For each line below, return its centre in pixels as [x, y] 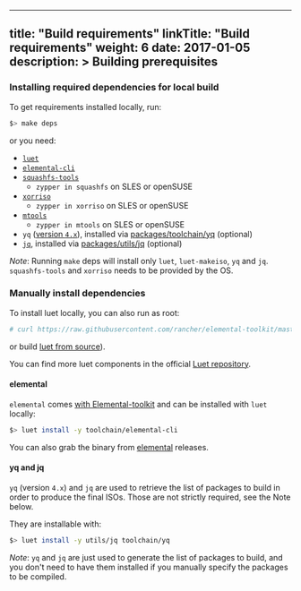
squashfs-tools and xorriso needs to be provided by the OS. [121, 270]
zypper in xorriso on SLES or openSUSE [112, 205]
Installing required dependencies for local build [114, 88]
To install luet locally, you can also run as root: [95, 313]
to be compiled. [38, 576]
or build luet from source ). [57, 347]
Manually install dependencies [77, 294]
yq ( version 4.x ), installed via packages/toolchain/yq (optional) [138, 234]
